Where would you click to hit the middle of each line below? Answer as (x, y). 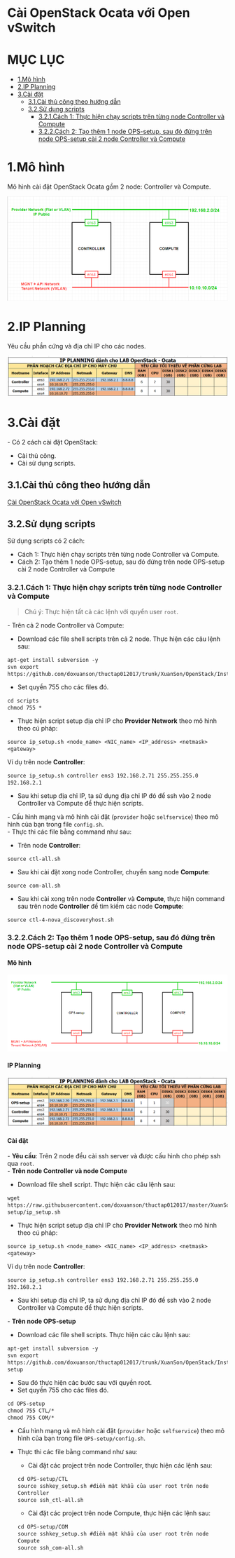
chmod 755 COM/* (31, 1418)
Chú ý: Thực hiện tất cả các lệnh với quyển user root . (101, 611)
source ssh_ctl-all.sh (50, 1501)
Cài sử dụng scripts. (46, 463)
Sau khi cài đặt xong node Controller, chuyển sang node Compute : (114, 872)
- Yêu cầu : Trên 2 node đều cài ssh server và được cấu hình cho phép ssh (114, 1156)
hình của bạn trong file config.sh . (56, 824)
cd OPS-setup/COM (43, 1527)
